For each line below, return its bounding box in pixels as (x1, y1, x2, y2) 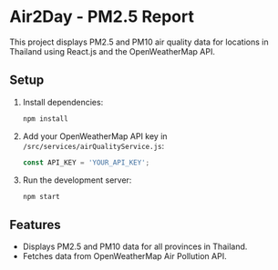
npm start (22, 192, 61, 201)
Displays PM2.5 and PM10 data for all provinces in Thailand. (22, 241, 248, 252)
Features (9, 216, 61, 233)
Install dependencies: (22, 96, 104, 107)
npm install (22, 114, 68, 124)
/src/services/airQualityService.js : (22, 140, 165, 151)
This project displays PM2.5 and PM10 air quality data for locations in (9, 36, 269, 47)
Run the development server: (22, 175, 132, 185)
